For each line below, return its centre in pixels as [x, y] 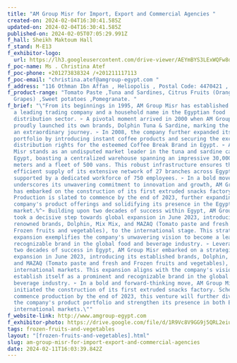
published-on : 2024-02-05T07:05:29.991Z [68, 34]
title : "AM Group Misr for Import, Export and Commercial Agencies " [112, 14]
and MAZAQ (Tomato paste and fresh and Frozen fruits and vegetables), [121, 263]
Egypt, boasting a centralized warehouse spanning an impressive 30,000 [123, 159]
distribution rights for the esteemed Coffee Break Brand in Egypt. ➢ [120, 145]
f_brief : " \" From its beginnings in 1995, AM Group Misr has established [118, 106]
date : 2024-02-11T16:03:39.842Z [55, 349]
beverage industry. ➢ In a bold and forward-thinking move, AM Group [118, 283]
